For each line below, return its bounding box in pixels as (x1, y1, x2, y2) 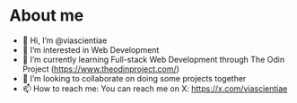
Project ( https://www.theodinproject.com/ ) (22, 64, 179, 74)
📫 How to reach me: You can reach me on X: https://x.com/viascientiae (22, 82, 288, 94)
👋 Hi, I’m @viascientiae (22, 35, 108, 46)
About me (9, 5, 84, 26)
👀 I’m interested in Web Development (22, 44, 160, 55)
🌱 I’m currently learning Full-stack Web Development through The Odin (22, 54, 285, 64)
